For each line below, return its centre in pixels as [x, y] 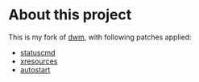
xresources [39, 61]
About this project [70, 15]
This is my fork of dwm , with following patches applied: [100, 37]
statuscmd [37, 52]
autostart [35, 69]
